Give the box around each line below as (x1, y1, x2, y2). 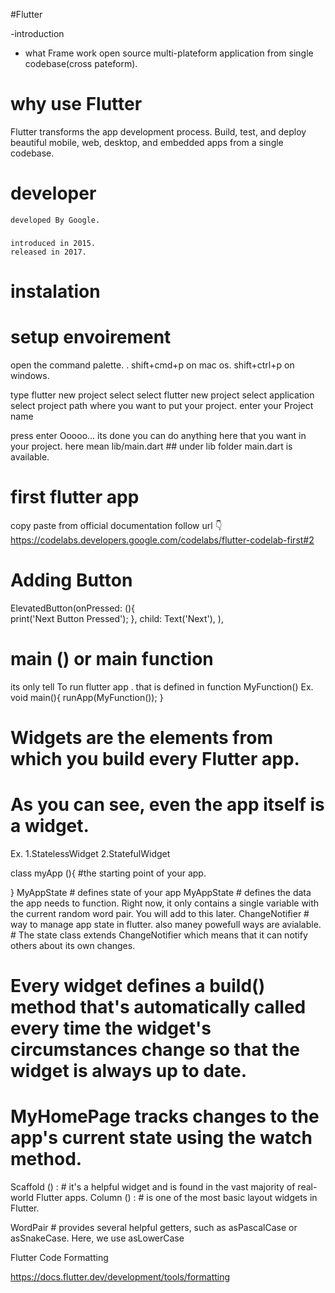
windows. (10, 369, 50, 381)
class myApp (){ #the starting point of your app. (10, 867, 207, 879)
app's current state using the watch (10, 1127, 313, 1149)
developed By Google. (10, 215, 101, 225)
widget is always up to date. (10, 1060, 248, 1083)
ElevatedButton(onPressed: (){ (10, 602, 136, 614)
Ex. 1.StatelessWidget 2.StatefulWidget (10, 847, 171, 859)
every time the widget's (10, 1017, 212, 1040)
